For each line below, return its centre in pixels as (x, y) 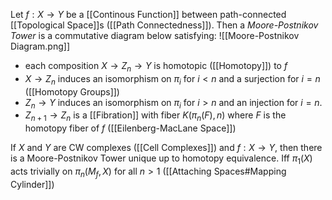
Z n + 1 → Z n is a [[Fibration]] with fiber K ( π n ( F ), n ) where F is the (155, 116)
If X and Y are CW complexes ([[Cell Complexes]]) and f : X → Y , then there (166, 148)
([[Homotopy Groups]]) (72, 91)
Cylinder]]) (32, 184)
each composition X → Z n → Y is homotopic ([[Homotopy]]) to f (156, 67)
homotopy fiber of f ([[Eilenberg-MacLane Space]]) (130, 128)
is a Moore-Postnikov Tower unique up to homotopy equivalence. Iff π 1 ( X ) (161, 159)
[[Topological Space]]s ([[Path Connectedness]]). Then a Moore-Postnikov (164, 25)
